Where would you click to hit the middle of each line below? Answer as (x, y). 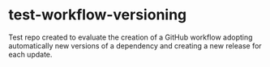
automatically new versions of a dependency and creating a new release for (135, 45)
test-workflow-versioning (98, 15)
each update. (30, 54)
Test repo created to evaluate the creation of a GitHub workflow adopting (131, 37)
